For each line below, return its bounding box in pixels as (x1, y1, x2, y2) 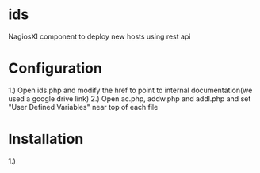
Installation (8, 130, 84, 148)
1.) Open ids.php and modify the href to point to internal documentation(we (8, 85, 253, 95)
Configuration (8, 59, 103, 77)
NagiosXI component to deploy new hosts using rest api (8, 32, 191, 41)
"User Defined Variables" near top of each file (8, 102, 159, 111)
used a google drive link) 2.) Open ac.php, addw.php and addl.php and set (8, 93, 251, 103)
